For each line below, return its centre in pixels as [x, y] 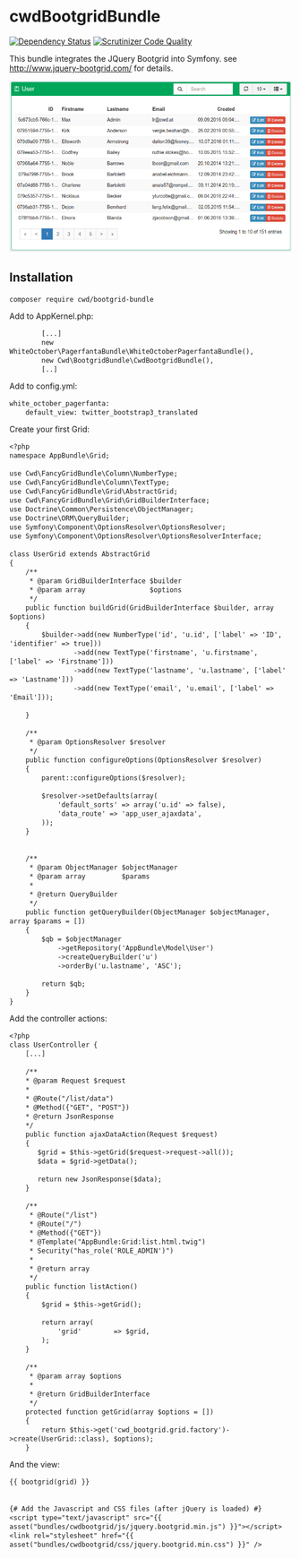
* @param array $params [90, 877]
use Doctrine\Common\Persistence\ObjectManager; [102, 509]
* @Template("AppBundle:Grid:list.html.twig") [117, 1242]
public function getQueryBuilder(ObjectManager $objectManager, [148, 912]
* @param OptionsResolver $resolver [98, 742]
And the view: [35, 1465]
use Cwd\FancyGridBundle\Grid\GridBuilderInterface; [110, 501]
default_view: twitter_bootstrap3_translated [112, 413]
